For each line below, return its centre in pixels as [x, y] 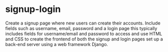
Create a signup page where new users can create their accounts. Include [83, 23]
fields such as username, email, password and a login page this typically [81, 28]
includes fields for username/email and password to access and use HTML [84, 33]
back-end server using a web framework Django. [57, 44]
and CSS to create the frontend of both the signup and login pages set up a [84, 39]
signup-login [33, 9]
